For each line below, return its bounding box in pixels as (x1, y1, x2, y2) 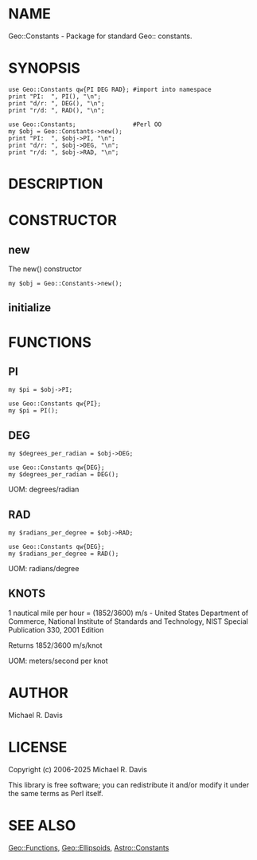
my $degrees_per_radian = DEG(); (8, 471, 119, 479)
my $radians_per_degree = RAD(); (8, 550, 119, 558)
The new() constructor (8, 264, 82, 274)
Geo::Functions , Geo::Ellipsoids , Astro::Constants (8, 842, 169, 852)
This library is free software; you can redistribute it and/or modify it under (8, 779, 250, 790)
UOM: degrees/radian (8, 484, 80, 495)
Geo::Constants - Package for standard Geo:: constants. (8, 31, 193, 41)
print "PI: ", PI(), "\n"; (8, 93, 102, 101)
